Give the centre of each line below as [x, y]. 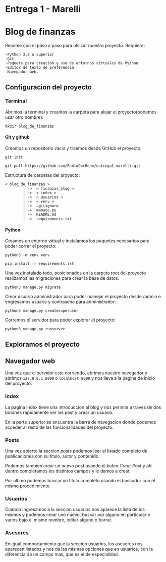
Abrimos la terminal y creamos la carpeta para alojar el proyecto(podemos [81, 112]
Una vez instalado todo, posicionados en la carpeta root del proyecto [76, 273]
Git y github [17, 137]
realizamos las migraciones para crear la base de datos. [62, 278]
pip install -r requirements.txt [40, 264]
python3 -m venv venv [28, 255]
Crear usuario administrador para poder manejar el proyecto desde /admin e [83, 297]
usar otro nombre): [24, 117]
